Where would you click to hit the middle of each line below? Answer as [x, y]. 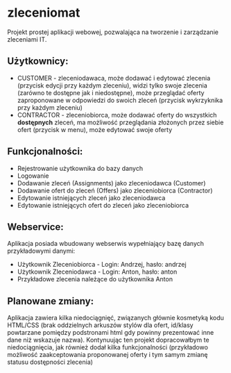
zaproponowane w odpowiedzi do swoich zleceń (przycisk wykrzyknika [120, 100]
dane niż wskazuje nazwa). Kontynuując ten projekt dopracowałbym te [108, 340]
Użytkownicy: [38, 61]
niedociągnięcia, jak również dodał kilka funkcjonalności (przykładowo [108, 347]
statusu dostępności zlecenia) [50, 362]
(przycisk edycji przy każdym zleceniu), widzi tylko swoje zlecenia [112, 85]
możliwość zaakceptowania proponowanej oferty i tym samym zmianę [108, 355]
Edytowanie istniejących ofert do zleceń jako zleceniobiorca [103, 205]
